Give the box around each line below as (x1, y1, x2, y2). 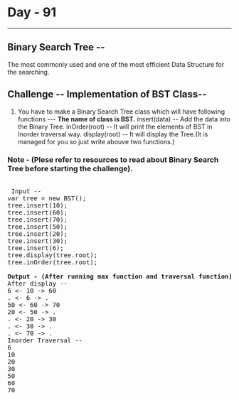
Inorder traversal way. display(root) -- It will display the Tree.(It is (17, 129, 208, 139)
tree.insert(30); (7, 237, 68, 245)
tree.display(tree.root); (7, 251, 98, 259)
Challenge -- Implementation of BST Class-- (7, 88, 207, 100)
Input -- (11, 187, 41, 195)
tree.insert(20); (7, 229, 68, 238)
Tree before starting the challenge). (7, 164, 133, 174)
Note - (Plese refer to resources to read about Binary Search (7, 155, 219, 165)
